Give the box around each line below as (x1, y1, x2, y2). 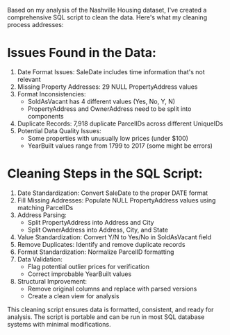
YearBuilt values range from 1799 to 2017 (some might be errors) (27, 141, 213, 150)
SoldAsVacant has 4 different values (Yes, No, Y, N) (27, 97, 176, 105)
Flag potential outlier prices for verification (27, 262, 150, 270)
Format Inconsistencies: (17, 89, 86, 98)
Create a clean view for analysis (27, 291, 120, 300)
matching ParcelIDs (17, 203, 74, 212)
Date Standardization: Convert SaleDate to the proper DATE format (17, 189, 208, 197)
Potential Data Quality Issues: (17, 126, 102, 135)
